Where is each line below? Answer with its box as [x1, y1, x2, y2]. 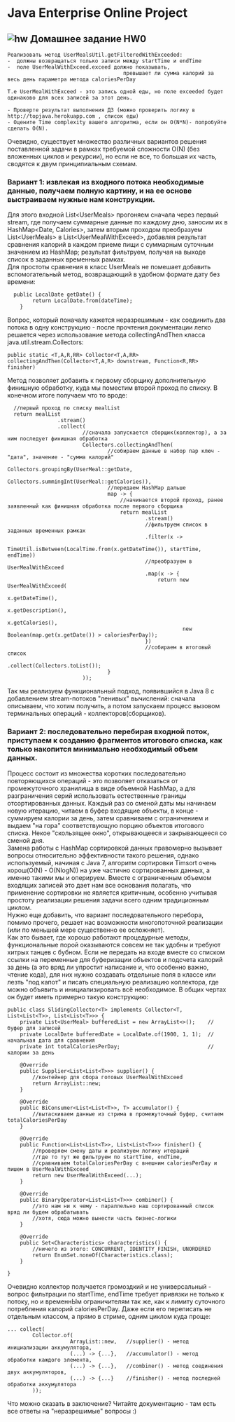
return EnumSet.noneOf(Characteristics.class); [32, 1252, 173, 1259]
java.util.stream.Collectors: [7, 338, 84, 346]
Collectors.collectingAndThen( [82, 442, 173, 449]
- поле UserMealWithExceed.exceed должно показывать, [7, 64, 171, 71]
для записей [25, 1024, 61, 1031]
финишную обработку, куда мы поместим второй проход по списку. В [7, 384, 218, 392]
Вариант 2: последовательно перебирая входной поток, [7, 727, 210, 737]
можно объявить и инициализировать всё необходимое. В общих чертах [7, 985, 227, 994]
